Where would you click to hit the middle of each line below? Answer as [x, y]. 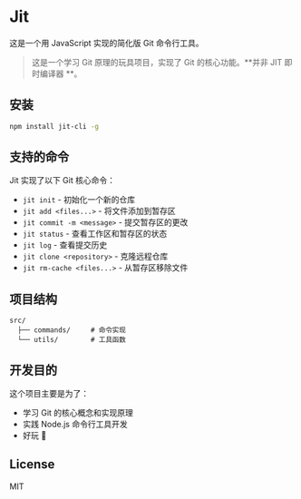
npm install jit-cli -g [54, 126]
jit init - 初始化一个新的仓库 [79, 200]
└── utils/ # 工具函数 [72, 340]
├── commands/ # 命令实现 [72, 330]
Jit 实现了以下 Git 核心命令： [63, 181]
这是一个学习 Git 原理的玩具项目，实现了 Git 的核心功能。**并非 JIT [157, 62]
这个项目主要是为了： [49, 394]
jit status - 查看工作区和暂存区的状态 [95, 234]
